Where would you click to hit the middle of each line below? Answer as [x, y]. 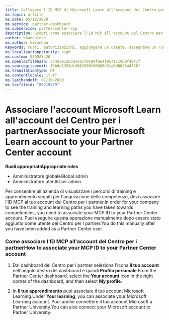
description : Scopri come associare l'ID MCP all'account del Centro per [84, 33]
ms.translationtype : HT [30, 71]
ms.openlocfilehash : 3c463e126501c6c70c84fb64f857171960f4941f [73, 61]
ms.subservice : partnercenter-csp [41, 29]
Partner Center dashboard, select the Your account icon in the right [83, 276]
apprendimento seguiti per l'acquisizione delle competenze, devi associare [83, 196]
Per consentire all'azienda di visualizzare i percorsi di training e [71, 191]
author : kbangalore [26, 38]
